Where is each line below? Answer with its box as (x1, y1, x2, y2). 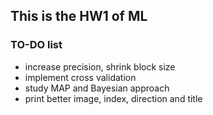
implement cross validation (24, 71, 137, 83)
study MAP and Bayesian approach (24, 82, 170, 94)
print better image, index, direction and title (24, 92, 203, 104)
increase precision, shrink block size (24, 60, 176, 73)
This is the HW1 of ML (10, 8, 148, 25)
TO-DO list (10, 38, 63, 52)
